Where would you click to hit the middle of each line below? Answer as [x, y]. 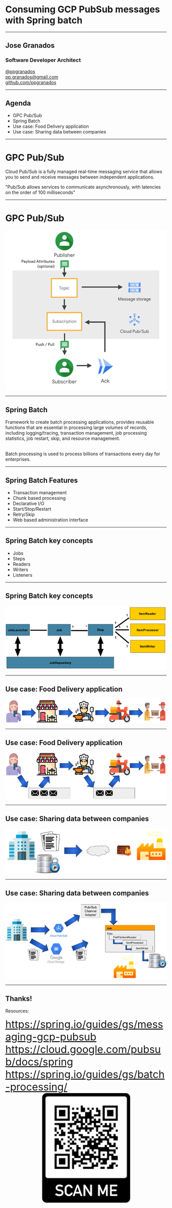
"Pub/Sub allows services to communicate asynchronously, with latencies [83, 187]
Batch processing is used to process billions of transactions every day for [83, 454]
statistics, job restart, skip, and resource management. [63, 439]
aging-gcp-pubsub [51, 1037]
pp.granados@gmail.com [32, 77]
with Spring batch [44, 20]
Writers [20, 569]
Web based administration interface [50, 520]
